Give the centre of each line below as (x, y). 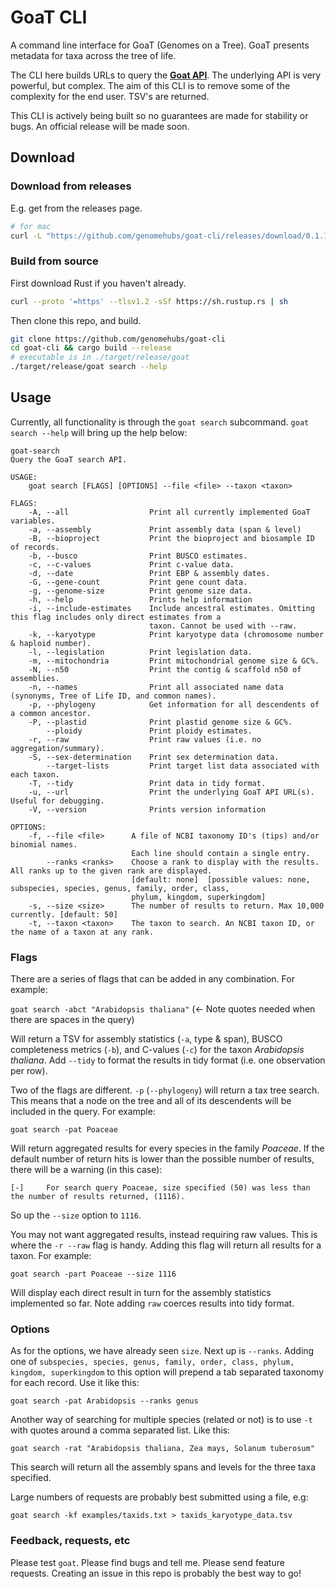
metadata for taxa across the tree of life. (93, 55)
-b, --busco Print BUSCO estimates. (138, 556)
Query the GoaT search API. (69, 459)
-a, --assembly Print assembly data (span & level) (165, 529)
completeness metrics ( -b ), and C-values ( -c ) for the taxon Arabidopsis (157, 1050)
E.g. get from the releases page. (76, 208)
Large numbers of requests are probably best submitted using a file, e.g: (159, 1497)
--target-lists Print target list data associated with (183, 766)
